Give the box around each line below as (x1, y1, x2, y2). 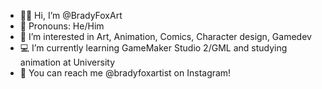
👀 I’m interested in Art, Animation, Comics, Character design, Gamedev (19, 31, 312, 42)
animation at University (19, 56, 116, 68)
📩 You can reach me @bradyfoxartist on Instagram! (19, 67, 232, 79)
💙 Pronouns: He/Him (19, 20, 105, 32)
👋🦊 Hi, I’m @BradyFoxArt (19, 10, 123, 21)
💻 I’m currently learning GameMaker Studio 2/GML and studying (19, 42, 288, 54)
